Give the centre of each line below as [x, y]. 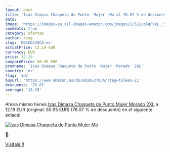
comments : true [21, 29]
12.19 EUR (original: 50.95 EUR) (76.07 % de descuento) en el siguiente [79, 110]
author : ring [19, 38]
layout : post [19, 10]
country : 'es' [20, 71]
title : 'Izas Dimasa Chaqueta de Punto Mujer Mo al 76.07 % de [75, 15]
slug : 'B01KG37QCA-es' [29, 43]
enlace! [13, 115]
